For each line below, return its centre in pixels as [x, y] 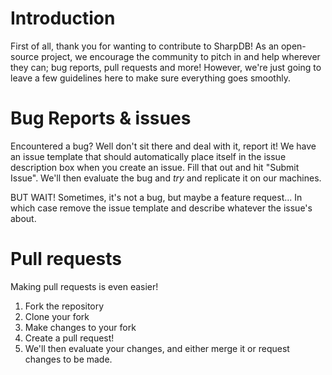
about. [23, 218]
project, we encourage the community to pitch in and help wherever [181, 56]
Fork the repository [64, 306]
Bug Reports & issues [101, 118]
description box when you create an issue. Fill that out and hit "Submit [155, 167]
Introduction [63, 18]
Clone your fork [57, 316]
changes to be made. [68, 359]
